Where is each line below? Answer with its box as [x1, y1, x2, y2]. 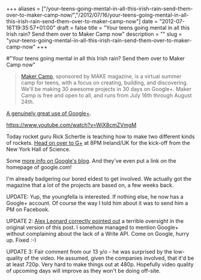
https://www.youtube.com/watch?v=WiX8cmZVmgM [6, 121, 137, 128]
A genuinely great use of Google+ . [6, 110, 92, 117]
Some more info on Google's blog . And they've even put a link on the [6, 157, 176, 164]
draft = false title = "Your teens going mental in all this [56, 24, 190, 31]
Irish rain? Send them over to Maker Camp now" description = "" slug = [6, 31, 182, 38]
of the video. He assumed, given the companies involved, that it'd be [24, 254, 194, 261]
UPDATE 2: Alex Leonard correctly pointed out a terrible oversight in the [6, 218, 184, 224]
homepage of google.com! [6, 164, 72, 171]
